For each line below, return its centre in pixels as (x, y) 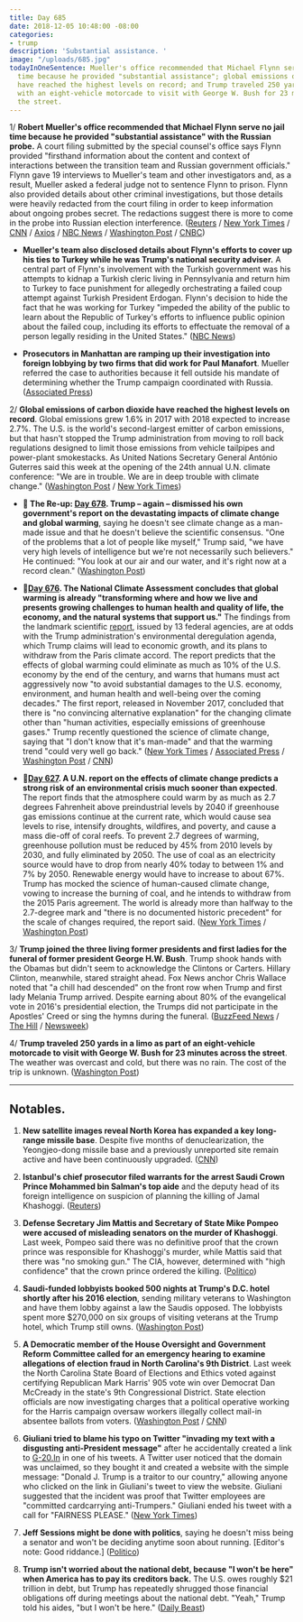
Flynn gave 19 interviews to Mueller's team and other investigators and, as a (150, 175)
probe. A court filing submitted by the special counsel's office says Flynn (145, 146)
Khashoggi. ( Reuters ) (62, 1206)
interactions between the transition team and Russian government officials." (150, 166)
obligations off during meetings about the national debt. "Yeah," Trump (154, 1599)
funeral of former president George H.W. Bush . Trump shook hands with (146, 959)
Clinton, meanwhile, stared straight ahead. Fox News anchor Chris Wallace (148, 978)
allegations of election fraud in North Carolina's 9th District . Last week (156, 1364)
